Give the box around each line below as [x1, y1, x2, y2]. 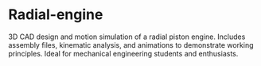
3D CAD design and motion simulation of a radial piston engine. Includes [8, 32, 246, 41]
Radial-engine [8, 6, 103, 24]
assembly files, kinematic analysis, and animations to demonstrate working [8, 40, 254, 49]
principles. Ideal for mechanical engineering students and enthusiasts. [8, 49, 239, 58]
